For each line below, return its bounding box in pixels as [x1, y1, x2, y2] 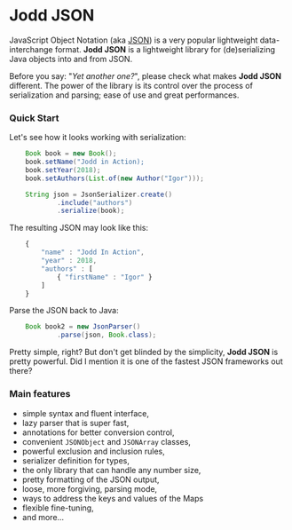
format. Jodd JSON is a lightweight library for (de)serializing [54, 44, 276, 54]
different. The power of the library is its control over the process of [9, 80, 253, 91]
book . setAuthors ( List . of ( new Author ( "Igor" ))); [25, 174, 204, 183]
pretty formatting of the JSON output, [21, 474, 160, 485]
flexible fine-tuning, [21, 502, 95, 513]
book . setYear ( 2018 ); [25, 165, 101, 174]
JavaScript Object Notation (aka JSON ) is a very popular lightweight [9, 35, 258, 45]
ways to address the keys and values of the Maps [21, 493, 204, 503]
